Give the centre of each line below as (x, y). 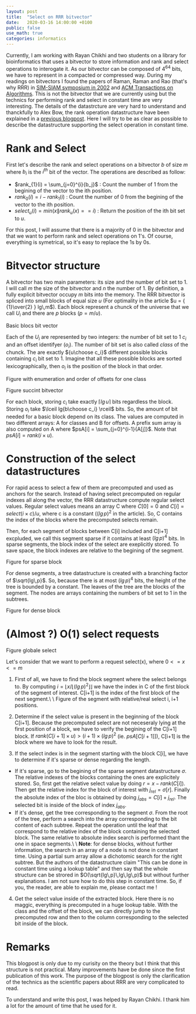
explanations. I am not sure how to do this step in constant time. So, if (98, 881)
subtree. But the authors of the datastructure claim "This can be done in (101, 862)
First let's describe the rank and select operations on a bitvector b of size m (97, 164)
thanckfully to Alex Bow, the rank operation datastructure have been (88, 112)
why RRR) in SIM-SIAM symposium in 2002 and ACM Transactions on (90, 87)
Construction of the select (71, 459)
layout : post (22, 11)
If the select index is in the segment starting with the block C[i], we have (101, 754)
